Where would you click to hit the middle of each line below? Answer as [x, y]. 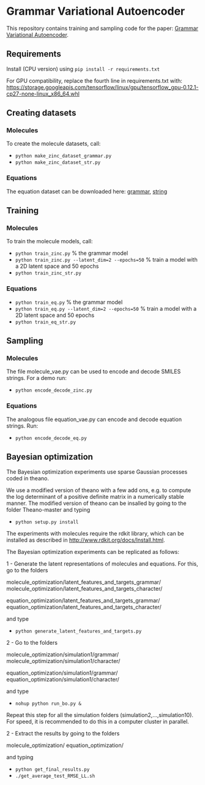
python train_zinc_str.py [48, 273]
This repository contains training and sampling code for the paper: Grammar [102, 28]
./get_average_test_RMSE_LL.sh [55, 776]
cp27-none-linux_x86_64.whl [43, 94]
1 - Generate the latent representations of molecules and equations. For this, [102, 563]
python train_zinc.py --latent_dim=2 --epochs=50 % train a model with [106, 260]
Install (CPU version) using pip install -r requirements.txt [83, 69]
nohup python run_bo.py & [48, 703]
